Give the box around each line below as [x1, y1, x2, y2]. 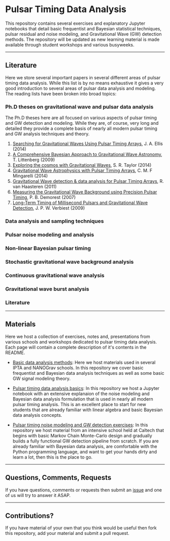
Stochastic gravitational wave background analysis [5, 258, 134, 265]
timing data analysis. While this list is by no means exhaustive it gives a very [5, 80, 164, 86]
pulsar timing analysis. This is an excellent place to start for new [12, 401, 146, 407]
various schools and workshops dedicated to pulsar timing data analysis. [5, 338, 157, 345]
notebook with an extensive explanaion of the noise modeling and [12, 390, 150, 397]
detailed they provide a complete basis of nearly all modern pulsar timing [5, 125, 158, 132]
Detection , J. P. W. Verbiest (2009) [12, 205, 85, 211]
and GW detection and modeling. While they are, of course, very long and [5, 120, 159, 126]
